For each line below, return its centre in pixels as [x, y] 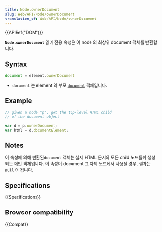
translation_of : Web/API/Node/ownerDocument [51, 19]
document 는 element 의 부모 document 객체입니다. [59, 85]
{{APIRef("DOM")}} [24, 33]
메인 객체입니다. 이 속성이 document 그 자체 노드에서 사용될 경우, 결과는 [82, 164]
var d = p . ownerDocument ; [31, 126]
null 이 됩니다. [19, 170]
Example [18, 101]
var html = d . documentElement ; [37, 130]
